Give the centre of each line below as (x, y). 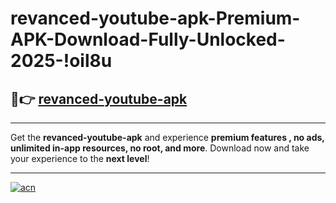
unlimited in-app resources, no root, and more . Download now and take (160, 148)
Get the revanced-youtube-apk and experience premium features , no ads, (167, 137)
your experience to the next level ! (80, 158)
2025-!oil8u (61, 61)
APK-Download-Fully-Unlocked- (148, 39)
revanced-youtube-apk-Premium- (155, 18)
